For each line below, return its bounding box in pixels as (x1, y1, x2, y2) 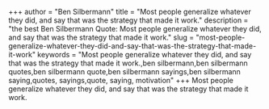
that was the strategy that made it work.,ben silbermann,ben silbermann (8, 58, 248, 68)
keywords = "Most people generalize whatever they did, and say (37, 50, 252, 59)
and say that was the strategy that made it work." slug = (8, 32, 195, 42)
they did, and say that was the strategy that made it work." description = (8, 15, 249, 25)
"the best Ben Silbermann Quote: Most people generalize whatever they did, (8, 24, 263, 33)
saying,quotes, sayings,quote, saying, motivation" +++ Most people (8, 76, 234, 85)
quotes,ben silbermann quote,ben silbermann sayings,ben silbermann (8, 67, 241, 76)
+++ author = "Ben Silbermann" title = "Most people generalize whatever (8, 7, 252, 16)
